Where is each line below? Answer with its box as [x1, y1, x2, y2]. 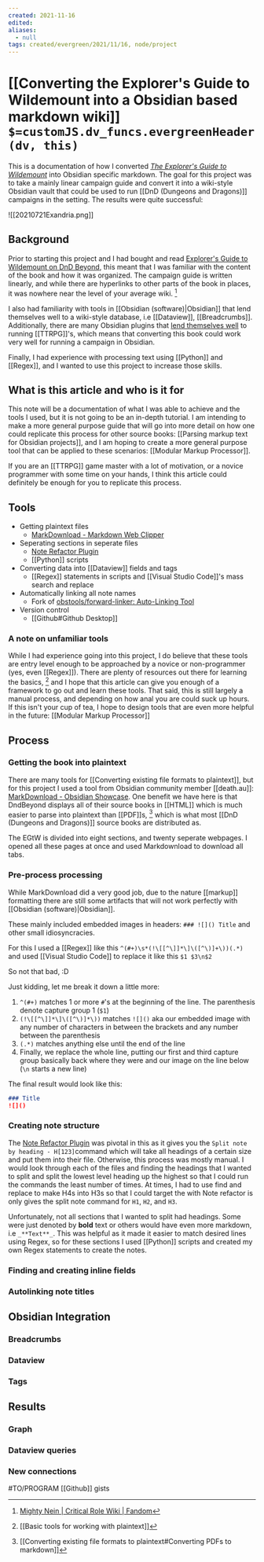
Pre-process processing [8, 869, 103, 880]
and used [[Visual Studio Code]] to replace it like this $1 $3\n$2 [8, 951, 212, 961]
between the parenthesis [19, 1031, 101, 1040]
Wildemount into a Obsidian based [8, 91, 238, 109]
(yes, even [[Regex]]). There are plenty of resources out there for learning [8, 667, 247, 677]
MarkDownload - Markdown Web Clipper [31, 530, 165, 539]
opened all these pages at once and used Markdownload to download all [8, 842, 244, 851]
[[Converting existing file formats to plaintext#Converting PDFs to [19, 1537, 232, 1546]
